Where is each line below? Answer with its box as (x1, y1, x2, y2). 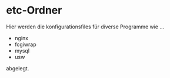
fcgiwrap (14, 41, 36, 48)
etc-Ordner (6, 4, 62, 17)
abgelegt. (6, 64, 29, 71)
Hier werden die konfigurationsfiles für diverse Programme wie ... (6, 23, 165, 30)
